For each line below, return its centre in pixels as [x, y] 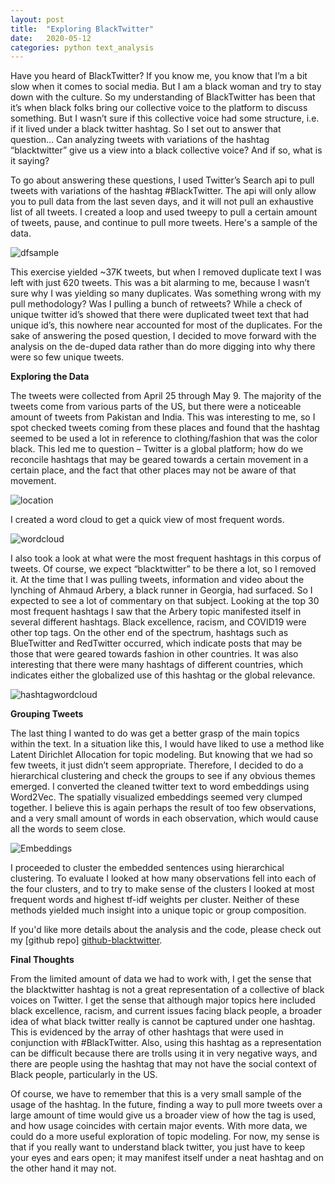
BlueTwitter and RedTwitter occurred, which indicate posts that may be [156, 643]
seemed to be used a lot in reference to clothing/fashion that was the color [164, 438]
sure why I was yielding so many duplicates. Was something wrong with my [166, 293]
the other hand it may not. [63, 1168]
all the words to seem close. [68, 829]
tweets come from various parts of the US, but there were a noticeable [156, 407]
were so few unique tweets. [67, 357]
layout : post [37, 19]
